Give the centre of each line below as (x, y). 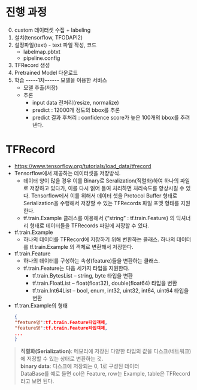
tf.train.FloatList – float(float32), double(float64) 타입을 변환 (104, 283)
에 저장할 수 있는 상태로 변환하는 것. (62, 359)
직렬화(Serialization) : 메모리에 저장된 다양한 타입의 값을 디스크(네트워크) (106, 351)
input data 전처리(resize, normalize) (75, 102)
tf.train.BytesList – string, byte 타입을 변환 (82, 275)
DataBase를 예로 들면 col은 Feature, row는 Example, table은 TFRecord (105, 374)
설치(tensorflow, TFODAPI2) (49, 37)
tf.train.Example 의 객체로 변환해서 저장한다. (82, 246)
